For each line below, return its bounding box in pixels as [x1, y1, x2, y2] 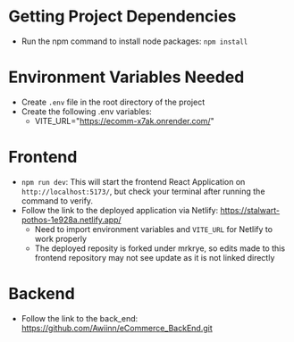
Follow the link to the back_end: [21, 313, 139, 323]
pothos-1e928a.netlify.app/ [21, 214, 122, 225]
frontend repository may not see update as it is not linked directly [34, 252, 275, 263]
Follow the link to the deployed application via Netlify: [21, 204, 219, 215]
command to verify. [21, 195, 94, 206]
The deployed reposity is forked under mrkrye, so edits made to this [34, 243, 286, 254]
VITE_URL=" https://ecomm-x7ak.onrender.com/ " [34, 115, 215, 126]
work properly [34, 233, 87, 244]
